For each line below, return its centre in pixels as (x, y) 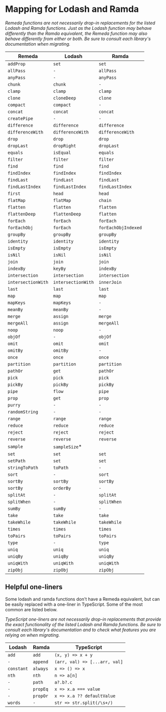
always (41, 669)
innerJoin (110, 282)
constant (18, 669)
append (41, 662)
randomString (23, 412)
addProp (17, 64)
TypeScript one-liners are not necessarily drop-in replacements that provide (83, 619)
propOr (41, 696)
